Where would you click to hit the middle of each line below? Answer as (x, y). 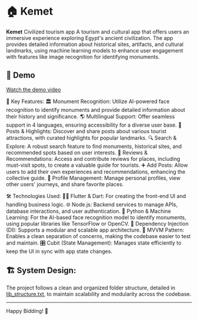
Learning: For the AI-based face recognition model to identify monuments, (96, 217)
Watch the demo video (34, 90)
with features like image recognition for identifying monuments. (83, 57)
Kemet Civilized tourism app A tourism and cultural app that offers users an (98, 32)
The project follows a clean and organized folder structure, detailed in (91, 288)
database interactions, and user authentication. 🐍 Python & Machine (89, 211)
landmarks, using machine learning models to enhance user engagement (95, 50)
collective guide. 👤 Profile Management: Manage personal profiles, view (93, 178)
